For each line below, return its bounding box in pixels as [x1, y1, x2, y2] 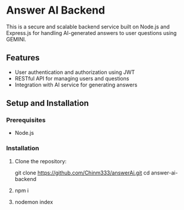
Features [6, 53, 40, 63]
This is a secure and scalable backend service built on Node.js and [6, 23, 170, 30]
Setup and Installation [6, 98, 89, 108]
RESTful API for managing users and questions [14, 75, 129, 82]
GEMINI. [6, 35, 27, 43]
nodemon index [14, 198, 53, 205]
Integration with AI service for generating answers [14, 81, 138, 88]
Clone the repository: [14, 157, 67, 164]
